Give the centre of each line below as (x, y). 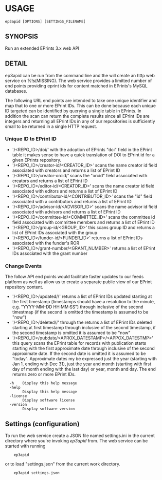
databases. (16, 91)
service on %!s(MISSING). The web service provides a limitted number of (79, 81)
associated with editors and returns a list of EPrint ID (65, 191)
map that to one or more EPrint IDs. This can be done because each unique (81, 105)
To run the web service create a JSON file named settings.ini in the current (80, 436)
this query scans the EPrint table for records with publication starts (79, 343)
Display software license (49, 400)
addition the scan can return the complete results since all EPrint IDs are (77, 116)
